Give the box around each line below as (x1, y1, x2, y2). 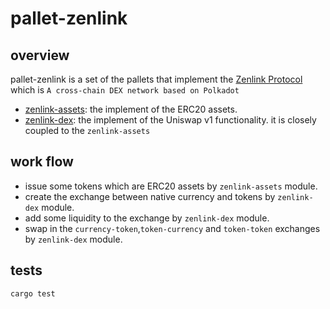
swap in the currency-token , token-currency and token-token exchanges (24, 222, 321, 234)
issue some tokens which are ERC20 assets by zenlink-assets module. (24, 180, 318, 192)
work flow (10, 153, 74, 171)
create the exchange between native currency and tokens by (24, 190, 276, 202)
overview (10, 47, 70, 64)
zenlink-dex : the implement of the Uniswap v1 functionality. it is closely (24, 114, 317, 126)
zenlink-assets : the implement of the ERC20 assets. (24, 103, 238, 115)
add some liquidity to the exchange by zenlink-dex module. (24, 212, 270, 224)
